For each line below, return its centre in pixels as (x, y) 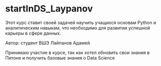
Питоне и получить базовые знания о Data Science (60, 57)
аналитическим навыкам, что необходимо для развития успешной (78, 27)
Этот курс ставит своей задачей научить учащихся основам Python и (81, 22)
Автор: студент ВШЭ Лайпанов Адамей (48, 42)
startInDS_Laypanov (49, 9)
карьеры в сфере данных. (33, 33)
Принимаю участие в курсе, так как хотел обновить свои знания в (77, 52)
